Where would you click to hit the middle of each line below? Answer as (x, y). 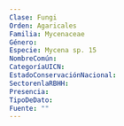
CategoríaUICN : (37, 67)
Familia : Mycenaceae (47, 34)
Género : (23, 42)
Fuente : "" (29, 108)
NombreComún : (33, 59)
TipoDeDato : (31, 100)
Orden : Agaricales (43, 26)
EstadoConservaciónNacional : (63, 75)
